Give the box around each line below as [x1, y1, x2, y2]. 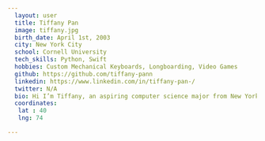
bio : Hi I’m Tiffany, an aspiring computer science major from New [14, 92, 242, 100]
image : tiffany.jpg [14, 26, 79, 34]
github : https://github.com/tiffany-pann [14, 70, 153, 78]
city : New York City [14, 41, 82, 49]
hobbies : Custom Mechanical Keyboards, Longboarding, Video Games [14, 63, 238, 71]
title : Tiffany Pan [14, 19, 79, 27]
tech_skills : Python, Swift [14, 56, 108, 64]
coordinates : [14, 99, 58, 107]
